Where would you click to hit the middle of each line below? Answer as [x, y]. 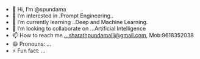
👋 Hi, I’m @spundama [39, 9]
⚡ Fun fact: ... [29, 51]
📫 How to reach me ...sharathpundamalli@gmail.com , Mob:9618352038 [103, 35]
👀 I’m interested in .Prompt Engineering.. [63, 16]
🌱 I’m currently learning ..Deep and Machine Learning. [80, 22]
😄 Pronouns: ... [32, 44]
